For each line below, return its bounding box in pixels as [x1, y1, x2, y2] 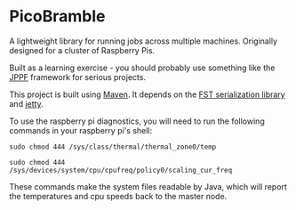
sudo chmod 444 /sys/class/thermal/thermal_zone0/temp [9, 142, 217, 151]
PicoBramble [9, 6, 106, 27]
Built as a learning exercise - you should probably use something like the [9, 62, 276, 73]
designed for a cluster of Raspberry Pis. [9, 44, 156, 55]
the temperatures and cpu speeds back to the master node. [9, 190, 228, 201]
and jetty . [9, 98, 44, 109]
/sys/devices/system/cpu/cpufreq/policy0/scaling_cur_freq [9, 166, 233, 174]
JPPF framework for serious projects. [9, 71, 147, 82]
